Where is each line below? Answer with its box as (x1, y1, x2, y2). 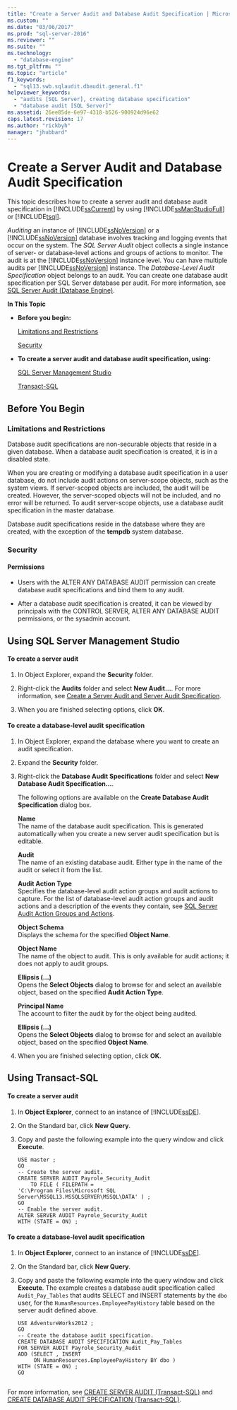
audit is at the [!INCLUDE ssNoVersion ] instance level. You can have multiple (7, 256, 228, 265)
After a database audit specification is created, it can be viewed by (17, 599, 212, 608)
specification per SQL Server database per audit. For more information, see (7, 278, 226, 287)
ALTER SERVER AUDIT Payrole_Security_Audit (17, 1211, 148, 1219)
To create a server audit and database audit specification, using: (17, 355, 211, 363)
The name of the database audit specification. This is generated (17, 821, 204, 830)
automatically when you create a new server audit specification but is (17, 829, 220, 838)
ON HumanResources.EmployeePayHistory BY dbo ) (33, 1356, 176, 1364)
